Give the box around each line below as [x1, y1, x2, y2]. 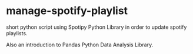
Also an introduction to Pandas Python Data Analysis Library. [6, 41, 154, 48]
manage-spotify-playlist [6, 4, 128, 18]
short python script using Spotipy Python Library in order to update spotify [6, 23, 187, 31]
